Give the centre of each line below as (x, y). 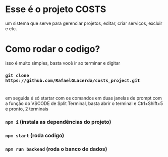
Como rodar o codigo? (53, 49)
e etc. (11, 28)
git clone (17, 75)
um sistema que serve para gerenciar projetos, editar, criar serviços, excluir (84, 23)
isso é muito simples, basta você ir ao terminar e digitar (63, 63)
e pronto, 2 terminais (27, 109)
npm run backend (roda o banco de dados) (56, 149)
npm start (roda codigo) (35, 135)
